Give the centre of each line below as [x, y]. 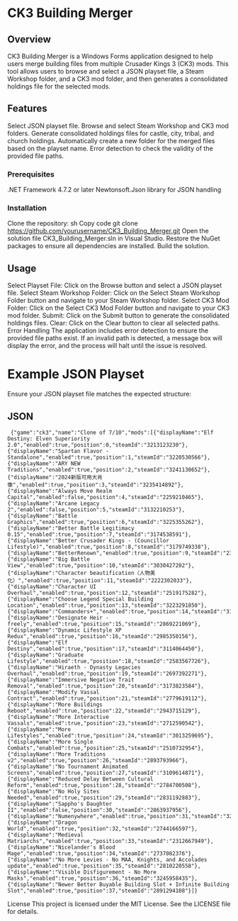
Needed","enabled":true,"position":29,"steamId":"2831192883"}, [104, 798]
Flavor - [96, 451]
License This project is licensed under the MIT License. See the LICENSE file [119, 904]
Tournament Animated [98, 766]
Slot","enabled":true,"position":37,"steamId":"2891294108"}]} [103, 891]
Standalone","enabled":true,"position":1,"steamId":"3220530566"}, [109, 457]
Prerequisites [31, 174]
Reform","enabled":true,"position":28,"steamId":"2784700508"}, [104, 785]
